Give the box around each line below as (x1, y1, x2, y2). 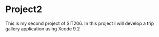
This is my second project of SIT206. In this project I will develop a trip (5, 20, 154, 26)
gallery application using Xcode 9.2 (5, 25, 81, 31)
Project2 (5, 4, 43, 15)
